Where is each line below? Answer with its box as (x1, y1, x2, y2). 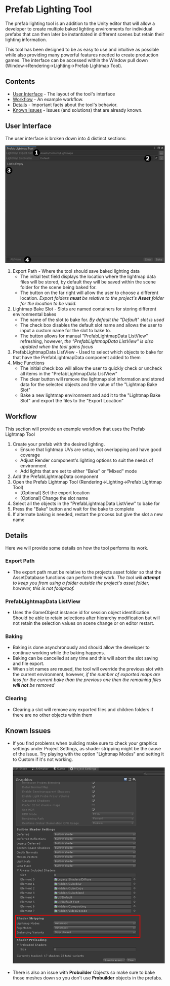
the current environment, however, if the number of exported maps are (12, 672, 160, 678)
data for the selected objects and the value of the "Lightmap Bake (20, 381, 158, 387)
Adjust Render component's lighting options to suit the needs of (20, 457, 153, 463)
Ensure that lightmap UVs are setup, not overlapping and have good (20, 446, 162, 453)
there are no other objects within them (12, 712, 93, 718)
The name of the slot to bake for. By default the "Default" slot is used (20, 316, 164, 323)
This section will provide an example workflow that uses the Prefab (5, 426, 145, 432)
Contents (5, 77, 35, 86)
